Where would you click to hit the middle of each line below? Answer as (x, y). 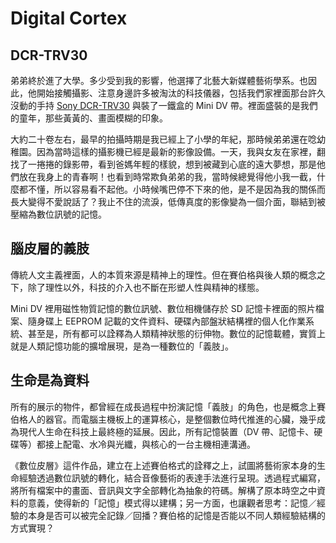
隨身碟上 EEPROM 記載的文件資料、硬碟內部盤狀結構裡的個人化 (158, 321)
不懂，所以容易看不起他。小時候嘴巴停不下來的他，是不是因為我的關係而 (176, 189)
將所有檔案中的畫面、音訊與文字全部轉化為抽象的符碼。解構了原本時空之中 (163, 490)
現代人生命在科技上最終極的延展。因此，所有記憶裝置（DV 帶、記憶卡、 (166, 431)
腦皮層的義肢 (50, 248)
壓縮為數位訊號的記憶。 (58, 214)
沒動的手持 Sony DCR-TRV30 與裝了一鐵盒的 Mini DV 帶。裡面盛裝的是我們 (164, 105)
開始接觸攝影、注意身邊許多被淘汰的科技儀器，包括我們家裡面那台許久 (181, 93)
